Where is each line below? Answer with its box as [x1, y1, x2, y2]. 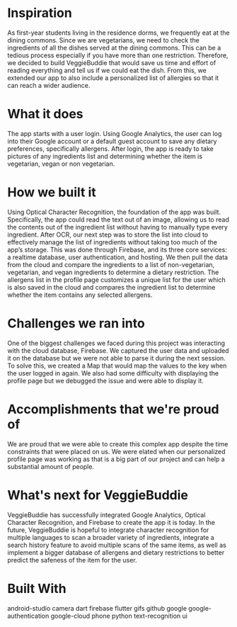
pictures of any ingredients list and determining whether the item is [7, 152, 203, 160]
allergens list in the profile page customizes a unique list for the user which [7, 275, 226, 284]
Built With [7, 580, 67, 597]
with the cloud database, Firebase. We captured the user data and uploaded [7, 346, 229, 355]
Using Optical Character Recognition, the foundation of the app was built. [7, 208, 221, 216]
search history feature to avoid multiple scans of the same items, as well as [7, 541, 226, 549]
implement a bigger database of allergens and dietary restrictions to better [7, 548, 225, 557]
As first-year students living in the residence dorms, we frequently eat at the [7, 28, 230, 37]
